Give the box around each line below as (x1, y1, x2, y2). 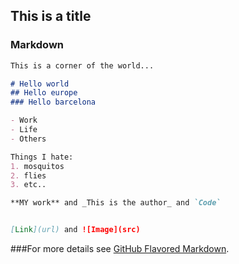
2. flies (10, 170, 47, 181)
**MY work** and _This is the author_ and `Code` (10, 198, 222, 208)
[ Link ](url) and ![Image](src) (10, 225, 141, 235)
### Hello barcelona (10, 97, 97, 108)
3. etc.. (10, 180, 47, 190)
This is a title (10, 8, 92, 25)
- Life (10, 125, 38, 135)
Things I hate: (10, 152, 74, 162)
